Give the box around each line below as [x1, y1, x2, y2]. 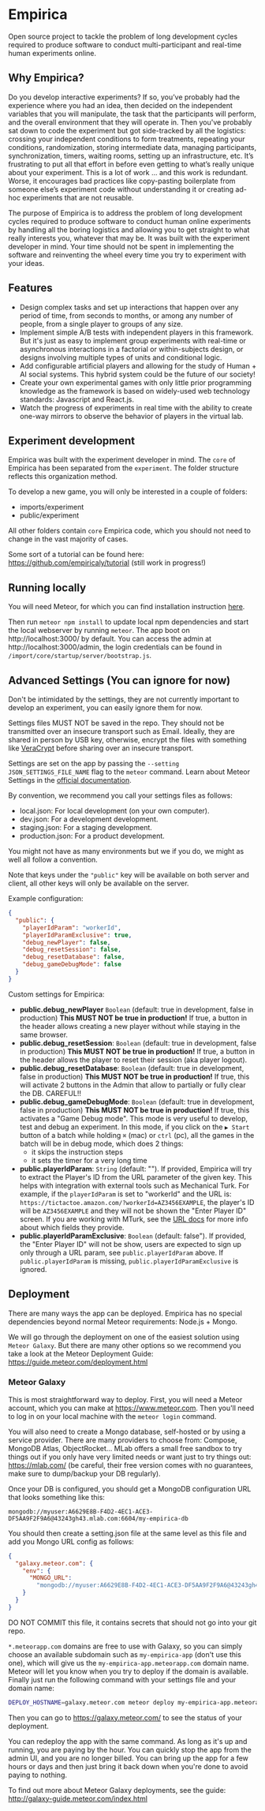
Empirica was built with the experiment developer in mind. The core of [8, 455, 236, 465]
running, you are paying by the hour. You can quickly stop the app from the [8, 1745, 252, 1754]
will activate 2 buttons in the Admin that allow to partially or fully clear [19, 1079, 246, 1090]
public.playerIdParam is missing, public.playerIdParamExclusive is [19, 1256, 239, 1266]
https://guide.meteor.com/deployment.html [8, 1357, 148, 1367]
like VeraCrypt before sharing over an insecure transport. [8, 743, 194, 753]
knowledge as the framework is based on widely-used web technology [19, 386, 251, 395]
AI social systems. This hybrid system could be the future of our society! [19, 369, 256, 379]
